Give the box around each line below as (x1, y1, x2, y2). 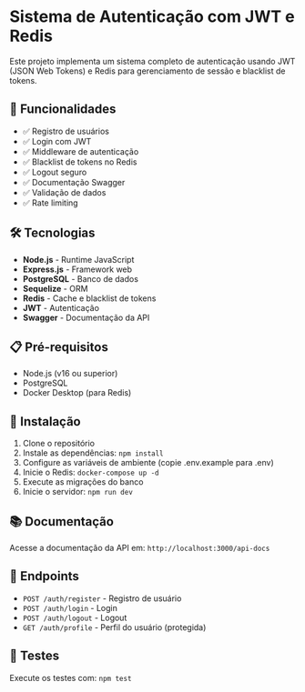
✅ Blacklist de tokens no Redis (22, 156, 137, 167)
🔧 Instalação (9, 414, 81, 429)
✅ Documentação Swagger (22, 176, 126, 187)
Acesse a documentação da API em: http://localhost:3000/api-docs (9, 543, 270, 553)
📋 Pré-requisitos (9, 339, 109, 355)
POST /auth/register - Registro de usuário (22, 593, 182, 604)
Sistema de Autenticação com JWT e (9, 6, 295, 27)
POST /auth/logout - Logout (22, 612, 127, 623)
